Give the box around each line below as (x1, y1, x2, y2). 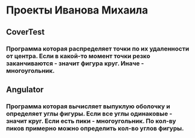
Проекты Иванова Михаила (6, 4, 149, 17)
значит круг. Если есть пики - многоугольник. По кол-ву (6, 117, 176, 125)
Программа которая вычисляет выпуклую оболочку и (6, 102, 170, 110)
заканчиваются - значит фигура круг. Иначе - (6, 59, 144, 68)
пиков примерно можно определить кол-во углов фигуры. (6, 124, 184, 132)
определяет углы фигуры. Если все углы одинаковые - (6, 109, 173, 117)
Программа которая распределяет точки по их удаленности (6, 45, 190, 53)
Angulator (6, 85, 44, 95)
